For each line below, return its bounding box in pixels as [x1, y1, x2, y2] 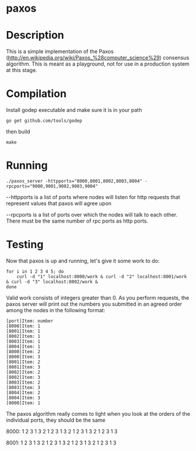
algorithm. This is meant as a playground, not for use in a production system [6, 60, 190, 67]
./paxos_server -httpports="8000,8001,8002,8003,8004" [6, 178, 143, 184]
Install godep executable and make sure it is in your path [6, 107, 142, 114]
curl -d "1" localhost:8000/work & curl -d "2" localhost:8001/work [16, 274, 187, 279]
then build [6, 128, 30, 135]
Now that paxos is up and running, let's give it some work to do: [6, 257, 160, 264]
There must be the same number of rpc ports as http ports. [6, 217, 149, 224]
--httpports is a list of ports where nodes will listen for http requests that [6, 194, 180, 200]
